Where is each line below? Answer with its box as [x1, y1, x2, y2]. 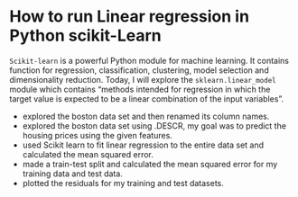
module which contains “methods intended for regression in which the [9, 84, 271, 94]
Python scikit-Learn [9, 25, 163, 46]
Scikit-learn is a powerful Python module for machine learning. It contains [9, 55, 289, 66]
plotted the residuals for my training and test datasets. [22, 177, 224, 188]
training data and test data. [22, 168, 124, 179]
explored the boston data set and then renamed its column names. [22, 111, 270, 121]
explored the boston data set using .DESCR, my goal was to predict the [22, 120, 287, 131]
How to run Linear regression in [9, 6, 250, 27]
